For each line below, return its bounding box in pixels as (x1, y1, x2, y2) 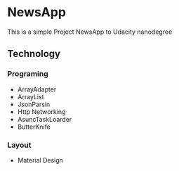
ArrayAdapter (17, 85, 57, 94)
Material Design (17, 156, 63, 164)
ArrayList (17, 92, 44, 101)
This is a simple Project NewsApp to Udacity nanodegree (7, 27, 173, 36)
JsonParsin (17, 100, 51, 108)
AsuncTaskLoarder (17, 115, 72, 123)
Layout (7, 140, 32, 150)
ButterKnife (17, 122, 51, 131)
